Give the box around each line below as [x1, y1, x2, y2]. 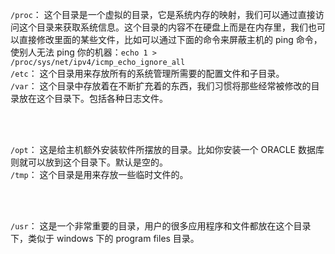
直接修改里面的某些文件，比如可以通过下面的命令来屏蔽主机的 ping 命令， [18, 34, 323, 45]
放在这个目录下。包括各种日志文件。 [18, 93, 168, 104]
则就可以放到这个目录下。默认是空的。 [10, 156, 168, 168]
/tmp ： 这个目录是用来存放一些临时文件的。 [10, 169, 189, 180]
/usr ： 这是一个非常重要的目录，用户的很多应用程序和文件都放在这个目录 [10, 220, 312, 232]
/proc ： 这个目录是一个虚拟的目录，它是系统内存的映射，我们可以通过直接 [10, 9, 316, 20]
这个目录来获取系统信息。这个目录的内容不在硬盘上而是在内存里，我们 [18, 21, 308, 33]
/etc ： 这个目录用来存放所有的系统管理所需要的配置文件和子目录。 [10, 68, 285, 79]
